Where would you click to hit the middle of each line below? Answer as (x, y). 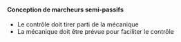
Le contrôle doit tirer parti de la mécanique (78, 24)
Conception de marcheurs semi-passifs (66, 9)
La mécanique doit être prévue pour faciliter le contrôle (96, 32)
